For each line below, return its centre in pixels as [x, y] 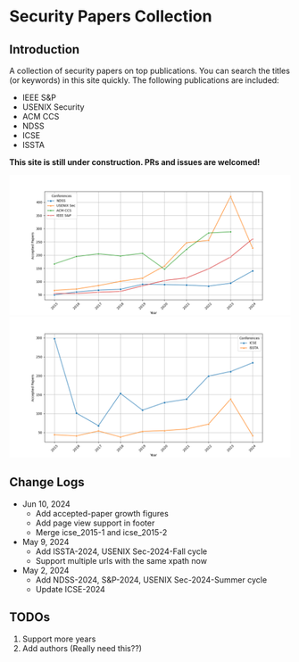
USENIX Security [53, 107]
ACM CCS [41, 116]
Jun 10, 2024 [46, 504]
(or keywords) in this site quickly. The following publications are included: [144, 80]
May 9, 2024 [46, 542]
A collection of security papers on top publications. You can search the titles [149, 70]
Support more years [59, 639]
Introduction [45, 50]
